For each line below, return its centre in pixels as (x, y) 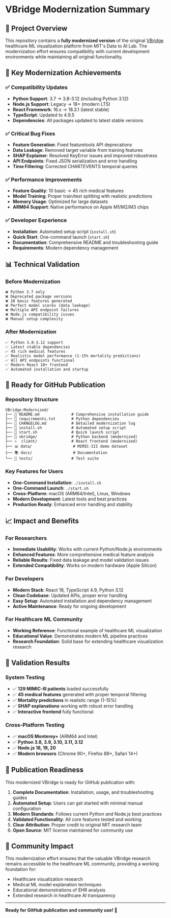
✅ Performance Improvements (44, 179)
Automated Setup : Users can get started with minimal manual (78, 803)
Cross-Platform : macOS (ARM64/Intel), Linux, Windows (72, 493)
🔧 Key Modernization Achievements (63, 73)
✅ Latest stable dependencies (38, 347)
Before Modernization (33, 281)
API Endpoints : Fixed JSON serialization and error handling (75, 161)
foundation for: (21, 869)
